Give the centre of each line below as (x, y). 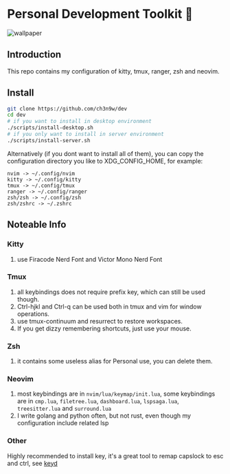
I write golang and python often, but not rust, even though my (104, 416)
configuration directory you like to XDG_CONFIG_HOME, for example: (105, 161)
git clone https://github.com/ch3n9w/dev (67, 109)
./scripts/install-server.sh (49, 140)
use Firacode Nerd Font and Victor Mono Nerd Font (90, 259)
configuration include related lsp (63, 423)
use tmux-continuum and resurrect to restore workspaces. (100, 321)
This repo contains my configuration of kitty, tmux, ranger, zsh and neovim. (113, 71)
